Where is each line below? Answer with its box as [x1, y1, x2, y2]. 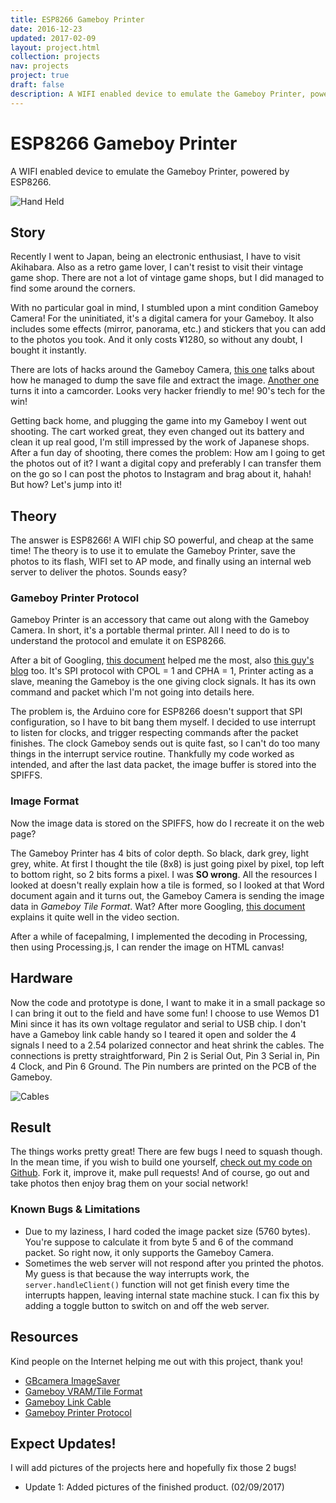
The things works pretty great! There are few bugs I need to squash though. [10, 1146, 323, 1158]
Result [10, 1119, 52, 1136]
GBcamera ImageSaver [24, 1374, 121, 1386]
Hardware [10, 970, 73, 987]
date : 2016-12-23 [10, 24, 83, 34]
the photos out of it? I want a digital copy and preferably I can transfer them [10, 457, 322, 470]
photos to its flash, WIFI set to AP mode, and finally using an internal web [10, 556, 312, 568]
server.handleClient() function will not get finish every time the [24, 1278, 290, 1290]
